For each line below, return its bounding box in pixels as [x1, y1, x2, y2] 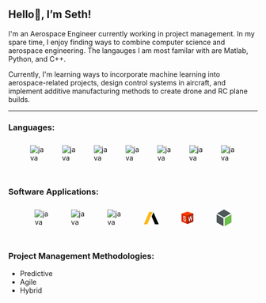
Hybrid [19, 286, 43, 295]
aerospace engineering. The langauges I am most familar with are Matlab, [8, 45, 249, 55]
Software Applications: [8, 187, 99, 198]
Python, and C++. [8, 54, 66, 63]
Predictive [19, 268, 53, 278]
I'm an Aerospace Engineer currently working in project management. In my [8, 28, 255, 38]
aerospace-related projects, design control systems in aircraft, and [8, 78, 226, 87]
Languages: [8, 122, 55, 133]
